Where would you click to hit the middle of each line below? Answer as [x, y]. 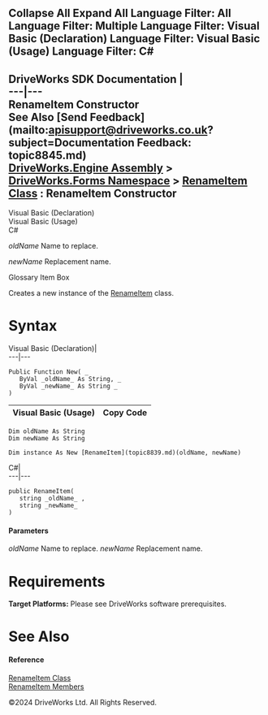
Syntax [33, 326]
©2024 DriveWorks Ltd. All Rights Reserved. [82, 702]
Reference [26, 660]
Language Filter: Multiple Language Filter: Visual [134, 26]
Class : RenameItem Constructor [93, 193]
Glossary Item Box [39, 277]
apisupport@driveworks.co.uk [128, 130]
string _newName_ [49, 506]
